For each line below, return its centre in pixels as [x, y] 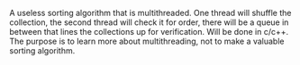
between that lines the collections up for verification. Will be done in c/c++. [149, 32]
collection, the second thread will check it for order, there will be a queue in [149, 22]
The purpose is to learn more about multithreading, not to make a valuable [147, 41]
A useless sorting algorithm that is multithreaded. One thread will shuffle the [150, 13]
